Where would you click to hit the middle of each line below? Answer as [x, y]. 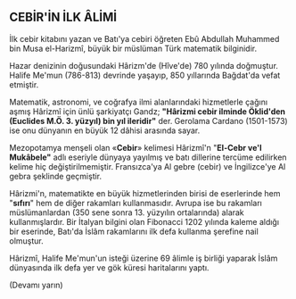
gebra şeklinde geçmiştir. [56, 176]
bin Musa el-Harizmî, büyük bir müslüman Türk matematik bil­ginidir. [133, 48]
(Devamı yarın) [37, 285]
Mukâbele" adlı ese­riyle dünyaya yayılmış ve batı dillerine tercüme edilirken [148, 157]
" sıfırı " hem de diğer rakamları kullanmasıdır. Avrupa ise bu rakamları [136, 203]
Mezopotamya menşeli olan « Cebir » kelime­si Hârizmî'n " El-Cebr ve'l [136, 147]
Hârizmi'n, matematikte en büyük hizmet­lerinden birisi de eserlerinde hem [145, 193]
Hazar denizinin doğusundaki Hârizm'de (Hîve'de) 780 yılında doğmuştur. [144, 65]
